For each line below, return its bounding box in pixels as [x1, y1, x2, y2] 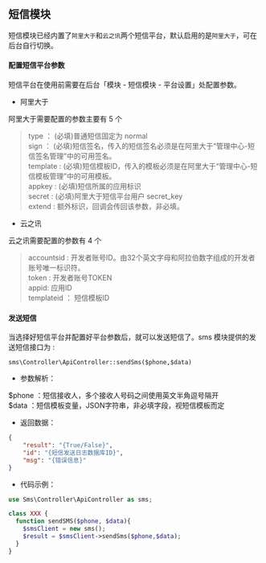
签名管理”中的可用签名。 [35, 151, 117, 161]
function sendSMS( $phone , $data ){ [15, 517, 131, 525]
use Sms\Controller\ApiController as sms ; [8, 495, 153, 503]
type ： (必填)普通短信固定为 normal [27, 131, 148, 141]
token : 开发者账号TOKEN [27, 273, 113, 283]
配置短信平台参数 [8, 60, 65, 70]
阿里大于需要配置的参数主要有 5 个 [8, 114, 123, 124]
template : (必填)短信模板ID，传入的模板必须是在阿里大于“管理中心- [27, 162, 251, 171]
